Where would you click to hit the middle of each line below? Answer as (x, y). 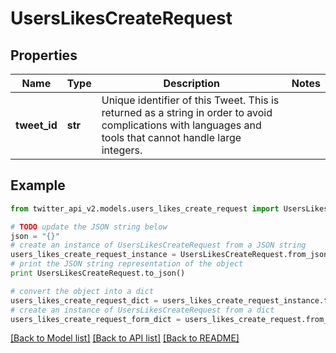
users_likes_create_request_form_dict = (96, 319)
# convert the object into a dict (82, 291)
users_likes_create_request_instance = (93, 255)
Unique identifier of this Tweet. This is (190, 100)
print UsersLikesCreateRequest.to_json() (98, 273)
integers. (122, 150)
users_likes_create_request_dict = (84, 300)
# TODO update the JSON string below (89, 227)
